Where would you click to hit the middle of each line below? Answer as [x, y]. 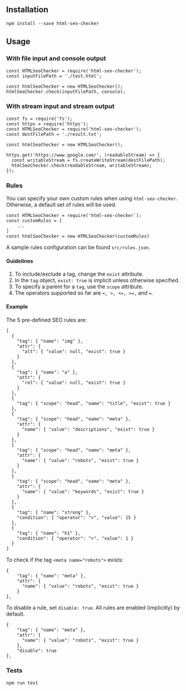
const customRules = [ [34, 221]
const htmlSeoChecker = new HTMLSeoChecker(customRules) [78, 237]
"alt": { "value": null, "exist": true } [74, 351]
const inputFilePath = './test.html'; [54, 76]
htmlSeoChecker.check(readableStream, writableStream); [82, 165]
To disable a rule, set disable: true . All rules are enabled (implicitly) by [93, 607]
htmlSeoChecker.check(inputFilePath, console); [66, 91]
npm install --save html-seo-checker [53, 23]
